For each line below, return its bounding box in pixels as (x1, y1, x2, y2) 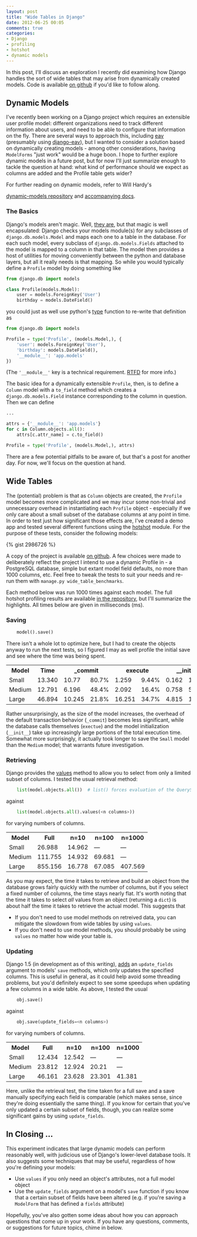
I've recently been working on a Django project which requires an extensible (6, 114, 191, 121)
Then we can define (6, 399, 55, 406)
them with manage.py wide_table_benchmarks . (15, 577, 124, 584)
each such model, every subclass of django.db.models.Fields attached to (6, 239, 185, 246)
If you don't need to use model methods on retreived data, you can (14, 913, 176, 921)
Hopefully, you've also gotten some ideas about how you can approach (6, 1211, 178, 1218)
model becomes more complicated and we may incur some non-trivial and (6, 498, 186, 505)
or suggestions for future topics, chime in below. (6, 1224, 123, 1231)
